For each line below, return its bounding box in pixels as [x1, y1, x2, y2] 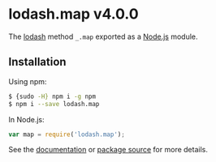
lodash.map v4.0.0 [8, 5, 140, 23]
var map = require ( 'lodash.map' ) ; [8, 130, 126, 139]
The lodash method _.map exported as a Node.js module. [8, 32, 198, 41]
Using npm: [8, 76, 47, 86]
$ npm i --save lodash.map [8, 100, 100, 108]
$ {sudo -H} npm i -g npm [8, 92, 96, 100]
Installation [8, 55, 67, 69]
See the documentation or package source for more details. [8, 145, 209, 155]
